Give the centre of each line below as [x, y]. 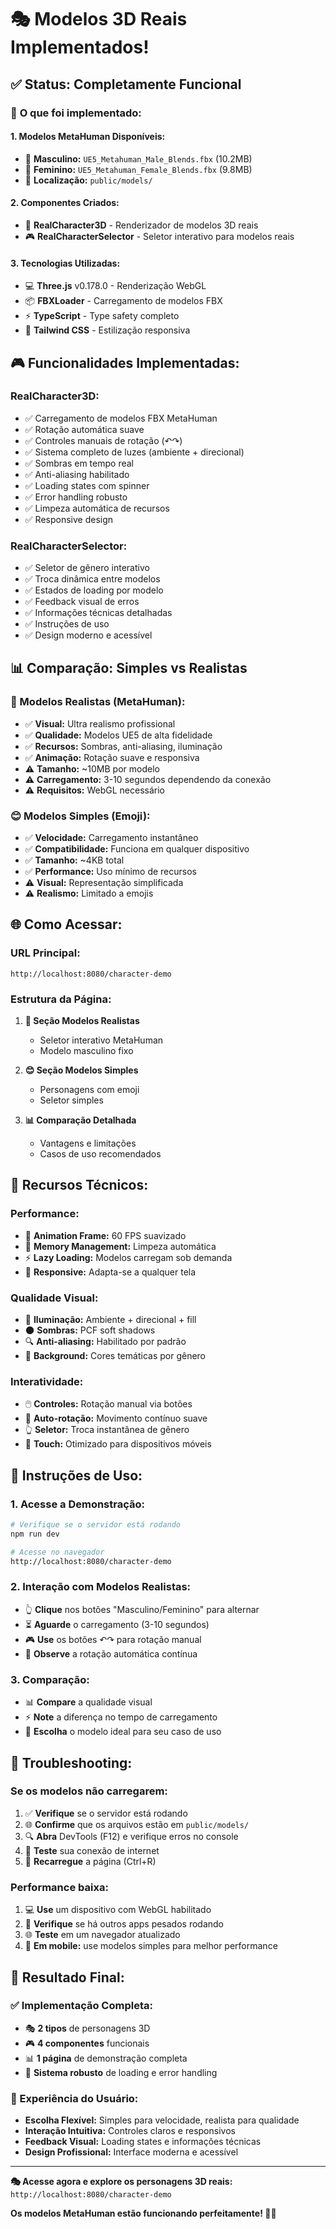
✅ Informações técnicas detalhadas [98, 613]
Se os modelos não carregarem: [89, 1791]
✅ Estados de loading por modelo [94, 590]
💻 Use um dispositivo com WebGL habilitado [118, 1910]
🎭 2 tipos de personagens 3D [87, 2028]
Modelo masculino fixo [86, 1051]
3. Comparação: [50, 1679]
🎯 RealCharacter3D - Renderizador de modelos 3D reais [141, 225]
